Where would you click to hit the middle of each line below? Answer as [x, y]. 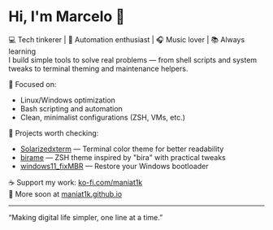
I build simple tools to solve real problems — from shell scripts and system [133, 59]
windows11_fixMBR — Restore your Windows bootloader [114, 166]
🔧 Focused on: [32, 84]
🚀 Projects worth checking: [54, 132]
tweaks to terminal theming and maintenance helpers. [98, 68]
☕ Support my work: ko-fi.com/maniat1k [76, 182]
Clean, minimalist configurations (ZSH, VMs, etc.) [102, 117]
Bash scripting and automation [71, 108]
